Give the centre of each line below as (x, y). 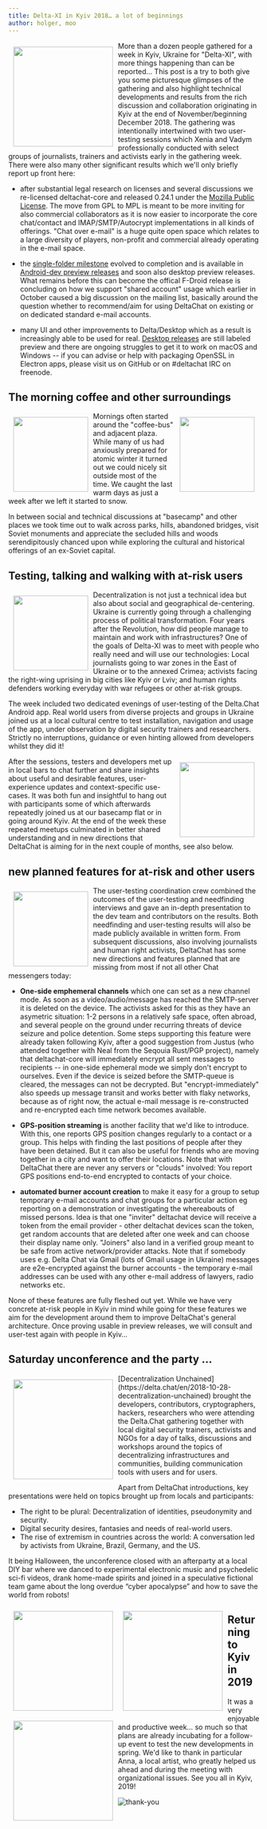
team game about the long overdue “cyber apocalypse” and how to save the (133, 1586)
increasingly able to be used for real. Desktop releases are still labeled (135, 338)
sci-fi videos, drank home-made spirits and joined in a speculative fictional (131, 1578)
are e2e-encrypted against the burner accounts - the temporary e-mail (136, 1268)
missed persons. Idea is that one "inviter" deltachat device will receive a (138, 1217)
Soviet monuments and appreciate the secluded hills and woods (114, 534)
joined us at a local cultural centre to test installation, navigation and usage (131, 721)
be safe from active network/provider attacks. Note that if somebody (132, 1251)
